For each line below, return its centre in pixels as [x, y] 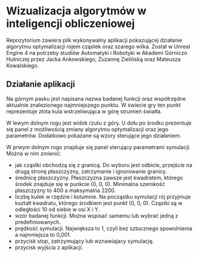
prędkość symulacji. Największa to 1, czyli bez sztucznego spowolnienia [103, 228]
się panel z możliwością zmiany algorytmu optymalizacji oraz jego [87, 129]
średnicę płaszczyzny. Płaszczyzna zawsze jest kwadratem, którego [99, 178]
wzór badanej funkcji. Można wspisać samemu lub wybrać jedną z [96, 215]
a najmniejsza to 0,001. [43, 234]
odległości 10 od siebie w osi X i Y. [57, 209]
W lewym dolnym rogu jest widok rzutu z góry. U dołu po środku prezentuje [99, 123]
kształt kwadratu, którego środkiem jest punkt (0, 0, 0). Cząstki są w [99, 203]
